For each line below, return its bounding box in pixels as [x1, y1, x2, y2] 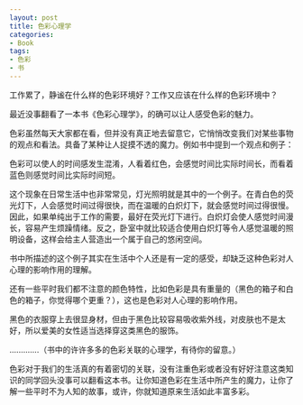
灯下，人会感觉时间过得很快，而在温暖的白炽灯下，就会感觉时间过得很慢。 [16, 199, 294, 210]
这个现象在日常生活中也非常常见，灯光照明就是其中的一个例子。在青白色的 [9, 189, 286, 199]
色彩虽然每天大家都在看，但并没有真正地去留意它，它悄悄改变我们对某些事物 [9, 127, 294, 138]
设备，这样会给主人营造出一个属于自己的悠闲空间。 [16, 234, 207, 244]
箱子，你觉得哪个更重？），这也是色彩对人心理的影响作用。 [24, 294, 243, 305]
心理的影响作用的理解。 [9, 263, 96, 275]
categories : [9, 30, 54, 39]
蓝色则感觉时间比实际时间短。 [9, 169, 120, 180]
